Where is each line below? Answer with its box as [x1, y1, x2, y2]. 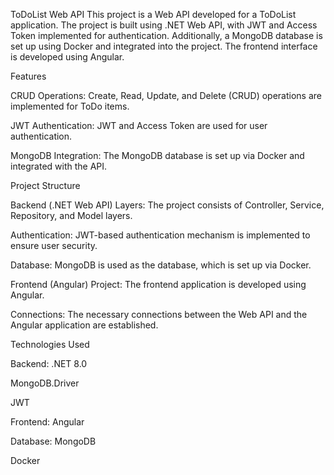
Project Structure [10, 180, 81, 191]
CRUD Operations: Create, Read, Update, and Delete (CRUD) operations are [10, 90, 322, 101]
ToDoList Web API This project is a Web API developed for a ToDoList [10, 9, 297, 20]
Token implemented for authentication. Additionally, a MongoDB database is [10, 30, 323, 41]
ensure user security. [10, 240, 98, 251]
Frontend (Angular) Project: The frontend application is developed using [10, 279, 307, 290]
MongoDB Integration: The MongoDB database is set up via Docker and [10, 150, 305, 161]
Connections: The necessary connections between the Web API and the [10, 309, 308, 320]
